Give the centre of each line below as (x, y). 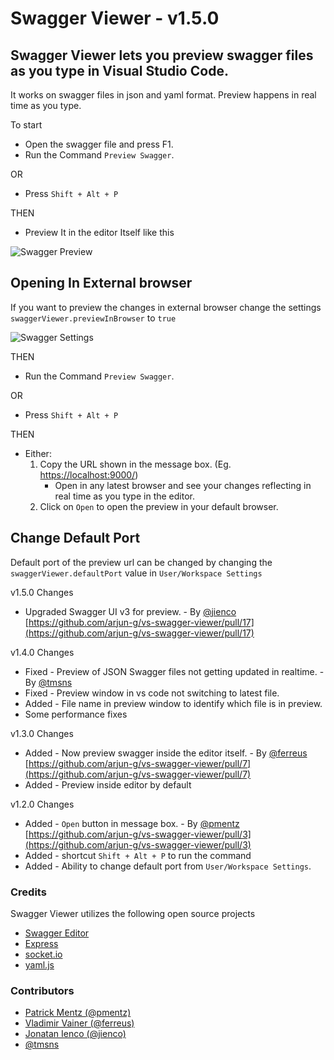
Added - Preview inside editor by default (108, 784)
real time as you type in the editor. (124, 496)
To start (26, 125)
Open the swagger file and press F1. (99, 144)
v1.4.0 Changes (42, 652)
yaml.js (39, 964)
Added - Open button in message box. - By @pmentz (132, 823)
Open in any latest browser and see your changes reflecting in (183, 485)
